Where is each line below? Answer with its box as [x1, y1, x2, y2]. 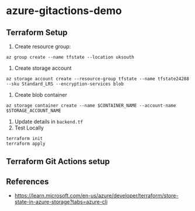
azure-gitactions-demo [6, 4, 122, 18]
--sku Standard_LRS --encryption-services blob [6, 81, 124, 87]
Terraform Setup [6, 28, 68, 38]
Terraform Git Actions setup [6, 156, 110, 166]
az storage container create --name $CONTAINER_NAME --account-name [6, 103, 176, 108]
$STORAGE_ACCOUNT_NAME [6, 108, 61, 114]
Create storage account [14, 64, 72, 72]
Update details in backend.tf [14, 118, 83, 125]
